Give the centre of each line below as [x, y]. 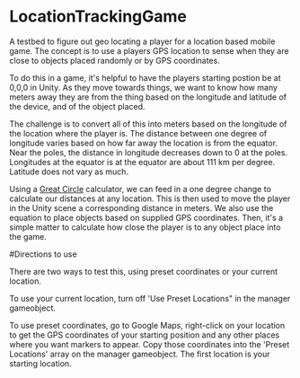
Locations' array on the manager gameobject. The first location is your [140, 354]
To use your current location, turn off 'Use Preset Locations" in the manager [150, 298]
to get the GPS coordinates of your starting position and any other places [145, 335]
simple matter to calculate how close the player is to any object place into [145, 227]
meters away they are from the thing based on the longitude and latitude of [148, 97]
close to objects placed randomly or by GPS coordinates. [115, 60]
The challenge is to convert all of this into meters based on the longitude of [148, 124]
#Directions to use [44, 254]
